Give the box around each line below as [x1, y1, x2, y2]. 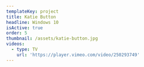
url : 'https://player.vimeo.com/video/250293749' [16, 52, 140, 58]
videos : [6, 41, 25, 47]
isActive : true [6, 24, 43, 31]
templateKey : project [6, 8, 59, 15]
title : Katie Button [6, 14, 57, 20]
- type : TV [11, 47, 38, 52]
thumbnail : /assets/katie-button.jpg [6, 36, 98, 41]
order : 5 [6, 30, 28, 36]
